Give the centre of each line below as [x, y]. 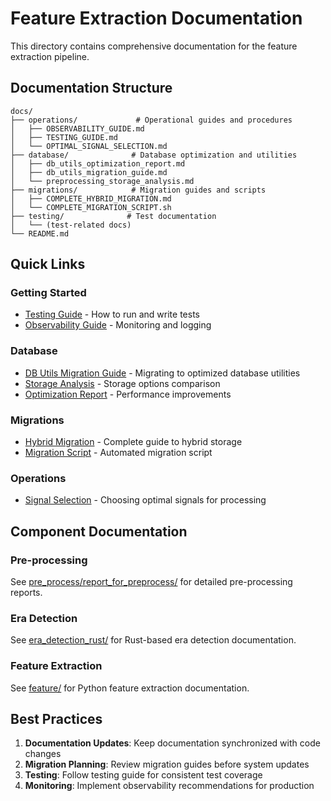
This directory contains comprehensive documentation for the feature [154, 46]
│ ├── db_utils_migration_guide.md [89, 172]
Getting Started [48, 293]
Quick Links [48, 264]
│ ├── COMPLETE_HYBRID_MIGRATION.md [91, 198]
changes [43, 754]
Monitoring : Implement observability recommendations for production [169, 786]
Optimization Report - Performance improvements [128, 394]
